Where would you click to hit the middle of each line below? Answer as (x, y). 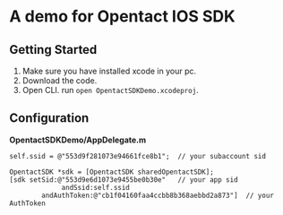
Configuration (49, 118)
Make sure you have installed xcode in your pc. (109, 71)
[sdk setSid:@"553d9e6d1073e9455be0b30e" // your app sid (124, 180)
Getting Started (53, 50)
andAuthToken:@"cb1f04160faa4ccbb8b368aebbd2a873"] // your (158, 195)
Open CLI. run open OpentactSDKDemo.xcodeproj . (110, 90)
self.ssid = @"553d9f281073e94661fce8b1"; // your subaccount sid (138, 156)
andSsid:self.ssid (95, 187)
